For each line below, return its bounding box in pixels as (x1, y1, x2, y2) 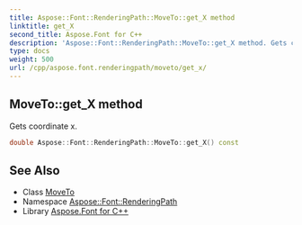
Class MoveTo (22, 186, 75, 198)
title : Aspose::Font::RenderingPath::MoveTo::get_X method (9, 13, 235, 22)
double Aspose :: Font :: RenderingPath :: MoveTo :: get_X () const (9, 138, 240, 147)
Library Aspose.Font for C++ (22, 206, 129, 217)
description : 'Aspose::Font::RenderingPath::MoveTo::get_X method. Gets (9, 38, 288, 48)
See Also (9, 163, 60, 178)
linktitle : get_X (9, 22, 75, 31)
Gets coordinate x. (9, 121, 78, 131)
